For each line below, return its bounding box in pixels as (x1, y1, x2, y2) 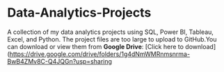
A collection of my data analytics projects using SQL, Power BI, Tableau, (7, 28, 214, 36)
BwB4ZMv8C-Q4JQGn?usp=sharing (7, 57, 113, 65)
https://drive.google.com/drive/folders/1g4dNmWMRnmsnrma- (9, 50, 190, 58)
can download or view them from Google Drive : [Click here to (7, 42, 184, 51)
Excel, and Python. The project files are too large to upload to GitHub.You (7, 35, 217, 43)
